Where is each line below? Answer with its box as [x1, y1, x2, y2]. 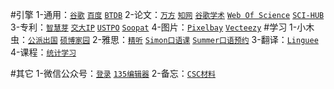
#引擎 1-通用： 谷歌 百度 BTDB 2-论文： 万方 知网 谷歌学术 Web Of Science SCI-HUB [10, 9, 325, 20]
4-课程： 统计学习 [10, 46, 77, 58]
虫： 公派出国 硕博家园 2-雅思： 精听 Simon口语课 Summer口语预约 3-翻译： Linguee [10, 34, 319, 45]
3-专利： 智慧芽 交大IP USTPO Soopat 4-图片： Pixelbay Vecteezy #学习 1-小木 [10, 21, 315, 33]
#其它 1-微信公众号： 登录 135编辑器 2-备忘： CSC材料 [10, 68, 217, 79]
